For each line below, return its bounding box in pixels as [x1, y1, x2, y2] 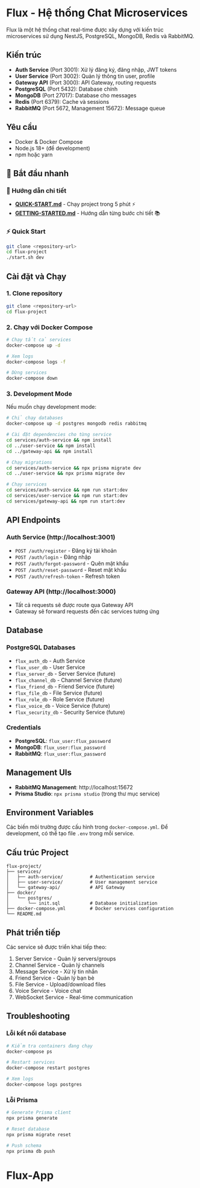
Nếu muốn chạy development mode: [6, 403, 97, 411]
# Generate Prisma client [6, 1109, 71, 1116]
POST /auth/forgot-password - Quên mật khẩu [14, 559, 129, 567]
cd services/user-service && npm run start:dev [6, 493, 128, 499]
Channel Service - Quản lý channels [14, 962, 105, 969]
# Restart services [6, 1059, 55, 1065]
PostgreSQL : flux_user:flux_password [14, 737, 111, 744]
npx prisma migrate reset [6, 1131, 71, 1138]
